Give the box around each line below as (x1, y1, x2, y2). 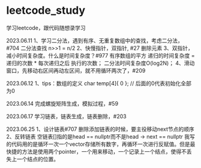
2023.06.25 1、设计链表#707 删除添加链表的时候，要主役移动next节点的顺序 (6, 125, 195, 133)
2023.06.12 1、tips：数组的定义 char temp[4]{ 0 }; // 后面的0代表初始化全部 (6, 79, 192, 87)
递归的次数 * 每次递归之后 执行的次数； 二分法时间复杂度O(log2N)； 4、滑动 (6, 59, 195, 67)
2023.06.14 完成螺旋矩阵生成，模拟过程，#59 (6, 100, 119, 107)
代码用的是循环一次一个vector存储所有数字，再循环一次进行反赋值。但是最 (11, 140, 196, 148)
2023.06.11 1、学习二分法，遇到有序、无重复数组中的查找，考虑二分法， (6, 37, 183, 44)
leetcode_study (6, 4, 86, 17)
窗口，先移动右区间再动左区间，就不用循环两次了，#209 (6, 67, 146, 74)
